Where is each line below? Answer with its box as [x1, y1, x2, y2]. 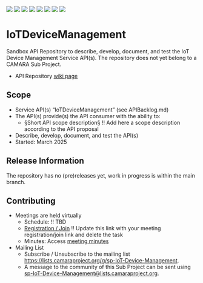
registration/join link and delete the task [24, 231, 123, 239]
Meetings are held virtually [15, 212, 82, 219]
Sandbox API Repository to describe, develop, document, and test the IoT [6, 47, 190, 55]
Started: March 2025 [15, 138, 67, 145]
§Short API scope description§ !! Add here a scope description [24, 119, 181, 126]
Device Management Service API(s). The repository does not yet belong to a [6, 54, 197, 61]
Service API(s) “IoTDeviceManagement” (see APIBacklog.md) [15, 106, 169, 113]
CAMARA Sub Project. [6, 61, 62, 68]
